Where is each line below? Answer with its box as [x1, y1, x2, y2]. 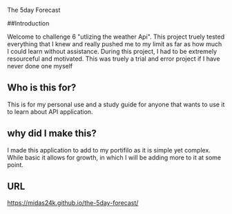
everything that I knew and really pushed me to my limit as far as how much [7, 40, 222, 48]
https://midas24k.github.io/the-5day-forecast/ [7, 199, 139, 207]
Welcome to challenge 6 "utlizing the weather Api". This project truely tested [7, 32, 225, 41]
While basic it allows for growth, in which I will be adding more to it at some [7, 153, 222, 162]
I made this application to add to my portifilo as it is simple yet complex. [7, 146, 211, 154]
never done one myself [7, 62, 73, 70]
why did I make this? [7, 128, 97, 139]
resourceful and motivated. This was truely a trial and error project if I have [7, 55, 220, 63]
